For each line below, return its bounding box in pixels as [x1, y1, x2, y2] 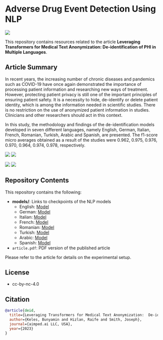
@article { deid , [5, 308, 36, 313]
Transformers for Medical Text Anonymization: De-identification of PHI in [5, 44, 156, 49]
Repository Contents [5, 176, 69, 185]
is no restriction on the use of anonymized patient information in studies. [5, 107, 150, 113]
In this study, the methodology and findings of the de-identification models [5, 121, 155, 127]
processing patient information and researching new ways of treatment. [5, 86, 148, 92]
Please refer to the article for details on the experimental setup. [5, 254, 131, 260]
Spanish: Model [19, 240, 51, 245]
